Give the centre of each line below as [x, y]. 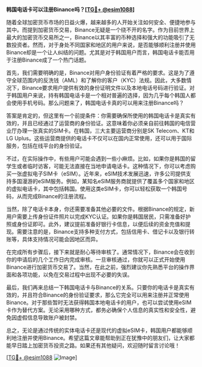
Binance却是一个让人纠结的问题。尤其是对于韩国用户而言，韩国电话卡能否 [98, 52]
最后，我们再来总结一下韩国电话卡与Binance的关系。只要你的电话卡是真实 [98, 287]
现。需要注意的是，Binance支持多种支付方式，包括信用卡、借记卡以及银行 [98, 232]
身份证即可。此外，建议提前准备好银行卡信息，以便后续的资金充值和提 [103, 224]
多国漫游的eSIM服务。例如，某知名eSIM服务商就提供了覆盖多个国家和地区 [103, 181]
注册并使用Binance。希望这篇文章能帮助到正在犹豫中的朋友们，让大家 [103, 338]
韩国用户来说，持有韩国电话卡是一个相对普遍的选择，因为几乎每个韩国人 [101, 95]
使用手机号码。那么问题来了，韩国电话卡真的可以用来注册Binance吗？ [98, 103]
